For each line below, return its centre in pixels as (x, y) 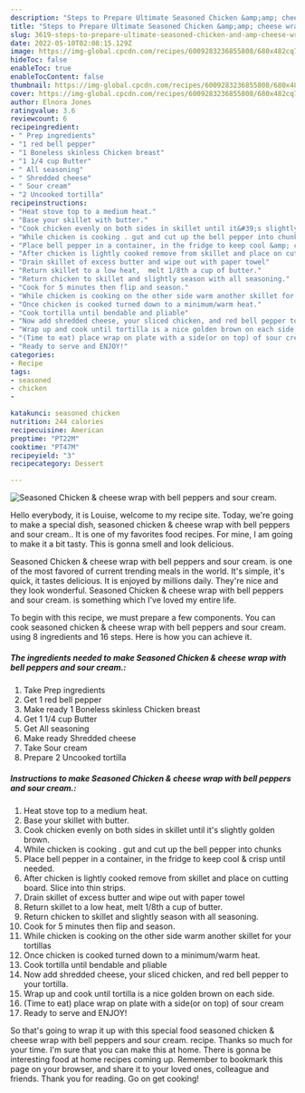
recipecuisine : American (57, 430)
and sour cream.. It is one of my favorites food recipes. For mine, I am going (152, 535)
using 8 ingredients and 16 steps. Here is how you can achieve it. (131, 637)
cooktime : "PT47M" (45, 447)
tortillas (38, 946)
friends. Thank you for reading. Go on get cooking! (105, 1078)
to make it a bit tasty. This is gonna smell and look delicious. (122, 544)
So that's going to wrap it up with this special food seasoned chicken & (143, 1030)
